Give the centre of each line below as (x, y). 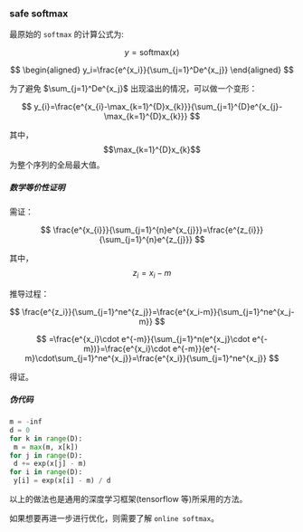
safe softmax (39, 14)
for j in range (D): (46, 455)
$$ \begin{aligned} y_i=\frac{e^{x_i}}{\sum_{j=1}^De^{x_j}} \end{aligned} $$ (152, 70)
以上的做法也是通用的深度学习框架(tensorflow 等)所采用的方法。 (128, 499)
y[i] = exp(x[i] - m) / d (62, 481)
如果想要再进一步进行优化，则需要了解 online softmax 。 (114, 518)
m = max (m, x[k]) (46, 447)
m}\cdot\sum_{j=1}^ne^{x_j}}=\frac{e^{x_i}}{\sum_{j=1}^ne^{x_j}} (146, 358)
